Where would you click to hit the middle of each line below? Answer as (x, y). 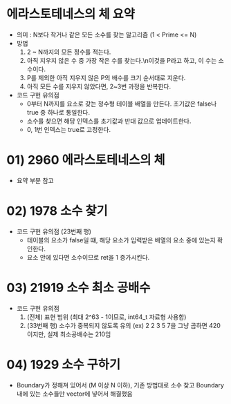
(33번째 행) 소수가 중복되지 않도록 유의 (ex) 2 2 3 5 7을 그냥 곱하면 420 (123, 325)
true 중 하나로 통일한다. (58, 112)
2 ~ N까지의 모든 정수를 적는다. (69, 52)
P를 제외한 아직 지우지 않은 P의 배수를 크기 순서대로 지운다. (106, 77)
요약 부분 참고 (35, 180)
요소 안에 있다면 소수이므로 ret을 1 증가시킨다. (88, 257)
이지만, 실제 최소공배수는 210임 (69, 334)
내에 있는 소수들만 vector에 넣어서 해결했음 (74, 394)
